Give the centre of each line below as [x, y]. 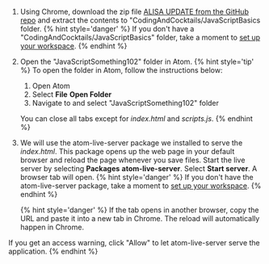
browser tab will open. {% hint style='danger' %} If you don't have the [137, 177]
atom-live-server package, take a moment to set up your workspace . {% [141, 186]
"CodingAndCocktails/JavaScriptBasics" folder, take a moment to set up [140, 37]
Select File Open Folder [71, 94]
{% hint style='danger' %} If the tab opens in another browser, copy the [139, 210]
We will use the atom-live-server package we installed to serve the [131, 143]
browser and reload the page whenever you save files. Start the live [132, 160]
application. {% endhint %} [53, 251]
